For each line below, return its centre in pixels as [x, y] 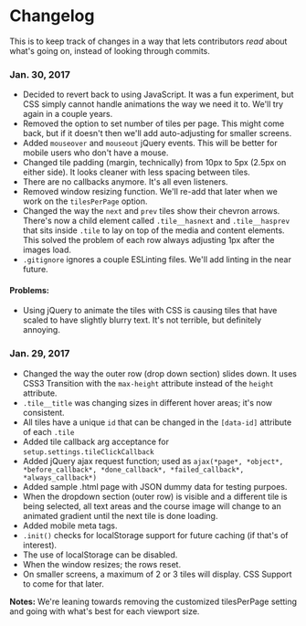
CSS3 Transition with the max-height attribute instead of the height [148, 383]
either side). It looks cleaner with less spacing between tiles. [137, 172]
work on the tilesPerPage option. [85, 201]
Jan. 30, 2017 [40, 74]
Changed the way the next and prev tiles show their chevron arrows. [151, 211]
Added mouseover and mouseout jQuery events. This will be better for [150, 143]
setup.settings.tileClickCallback [88, 452]
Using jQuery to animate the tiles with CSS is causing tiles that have [150, 311]
